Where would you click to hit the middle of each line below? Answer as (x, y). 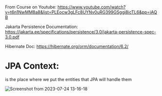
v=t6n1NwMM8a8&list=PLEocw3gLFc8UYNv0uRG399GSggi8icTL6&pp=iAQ (81, 12)
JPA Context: (32, 66)
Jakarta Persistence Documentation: (42, 27)
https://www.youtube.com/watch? (92, 7)
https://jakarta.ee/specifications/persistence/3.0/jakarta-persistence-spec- (81, 32)
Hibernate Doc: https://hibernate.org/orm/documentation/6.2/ (67, 46)
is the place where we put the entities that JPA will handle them (69, 79)
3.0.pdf (12, 37)
